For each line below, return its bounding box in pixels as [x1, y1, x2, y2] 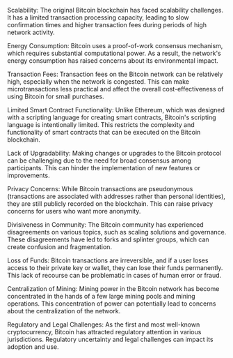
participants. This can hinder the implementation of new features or [7, 164, 200, 172]
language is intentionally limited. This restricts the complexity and [7, 121, 195, 128]
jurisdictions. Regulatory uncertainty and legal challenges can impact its [7, 335, 214, 343]
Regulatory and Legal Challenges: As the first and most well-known [7, 320, 200, 329]
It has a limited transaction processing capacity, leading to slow [7, 13, 189, 22]
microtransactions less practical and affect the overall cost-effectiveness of [7, 85, 224, 93]
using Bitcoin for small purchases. [7, 92, 104, 100]
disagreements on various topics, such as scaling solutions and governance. [7, 228, 227, 236]
